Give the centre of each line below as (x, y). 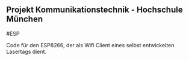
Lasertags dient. (26, 51)
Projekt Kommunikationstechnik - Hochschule (94, 10)
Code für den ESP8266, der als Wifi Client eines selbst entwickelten (90, 45)
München (25, 19)
